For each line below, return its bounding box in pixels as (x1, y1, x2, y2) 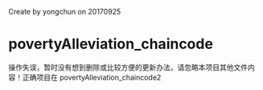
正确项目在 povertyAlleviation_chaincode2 (22, 72, 162, 82)
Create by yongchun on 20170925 (8, 7, 121, 16)
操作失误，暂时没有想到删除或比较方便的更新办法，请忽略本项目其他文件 (8, 62, 248, 72)
